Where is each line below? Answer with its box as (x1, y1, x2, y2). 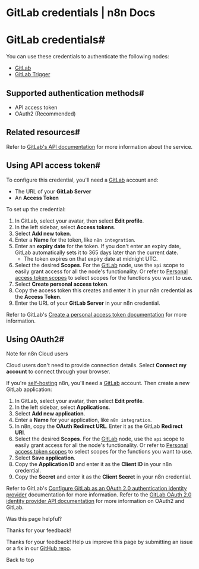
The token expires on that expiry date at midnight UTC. (23, 255, 159, 262)
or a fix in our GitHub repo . (6, 545, 71, 552)
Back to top (6, 557, 34, 564)
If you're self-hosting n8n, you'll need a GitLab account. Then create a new (6, 380, 190, 387)
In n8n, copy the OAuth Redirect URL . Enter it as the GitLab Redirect (14, 423, 183, 430)
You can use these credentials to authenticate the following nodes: (6, 53, 169, 60)
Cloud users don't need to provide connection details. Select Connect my (6, 362, 187, 369)
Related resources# (6, 127, 80, 137)
